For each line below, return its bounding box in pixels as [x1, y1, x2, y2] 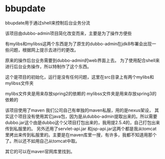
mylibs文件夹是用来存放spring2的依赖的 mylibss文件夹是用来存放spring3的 [5, 91, 157, 96]
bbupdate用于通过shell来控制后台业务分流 [5, 20, 90, 26]
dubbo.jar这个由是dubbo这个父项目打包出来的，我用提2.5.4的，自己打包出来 [5, 119, 160, 126]
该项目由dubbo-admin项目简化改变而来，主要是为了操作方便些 [5, 30, 132, 36]
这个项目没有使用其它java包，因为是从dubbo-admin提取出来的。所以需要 [9, 113, 158, 119]
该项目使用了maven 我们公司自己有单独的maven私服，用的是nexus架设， [5, 107, 154, 113]
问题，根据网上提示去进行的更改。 [9, 47, 79, 53]
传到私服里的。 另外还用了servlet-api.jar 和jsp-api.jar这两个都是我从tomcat [5, 126, 157, 131]
